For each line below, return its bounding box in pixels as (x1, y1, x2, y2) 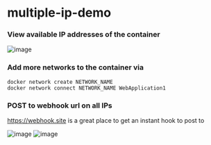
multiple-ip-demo (7, 5, 112, 21)
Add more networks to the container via (7, 62, 144, 72)
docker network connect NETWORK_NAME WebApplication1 (7, 85, 167, 92)
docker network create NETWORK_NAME (7, 78, 113, 85)
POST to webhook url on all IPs (7, 101, 112, 110)
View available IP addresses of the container (7, 30, 161, 40)
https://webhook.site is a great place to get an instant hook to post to (7, 117, 205, 125)
